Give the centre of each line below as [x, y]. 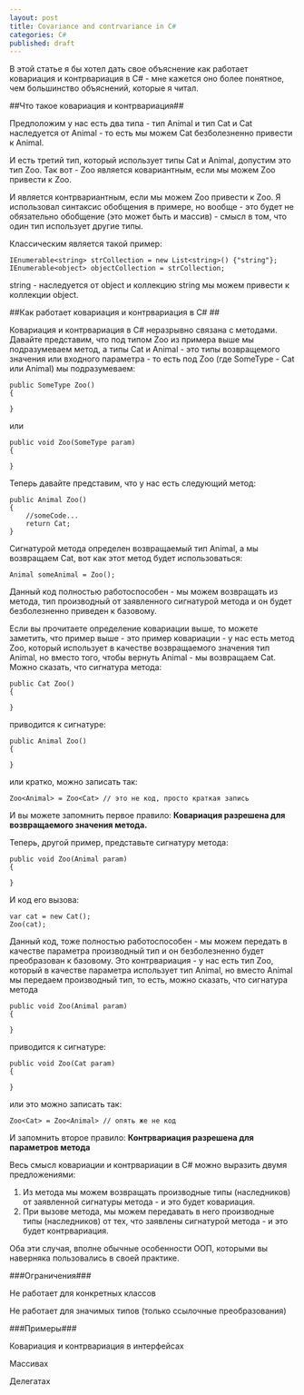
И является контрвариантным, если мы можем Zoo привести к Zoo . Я [145, 197]
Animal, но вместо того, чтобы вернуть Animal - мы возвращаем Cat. [143, 658]
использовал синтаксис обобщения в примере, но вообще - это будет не [152, 207]
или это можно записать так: [66, 1104]
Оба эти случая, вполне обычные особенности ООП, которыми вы [139, 1249]
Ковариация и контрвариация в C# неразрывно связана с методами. [144, 330]
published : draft [42, 43]
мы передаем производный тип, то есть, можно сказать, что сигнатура [149, 980]
